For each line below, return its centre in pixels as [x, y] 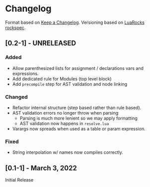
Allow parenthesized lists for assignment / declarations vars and [78, 68]
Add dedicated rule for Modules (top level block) [62, 79]
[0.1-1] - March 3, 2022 [41, 168]
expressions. [25, 73]
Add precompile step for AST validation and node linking [70, 84]
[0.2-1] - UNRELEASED [40, 43]
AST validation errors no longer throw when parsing [65, 113]
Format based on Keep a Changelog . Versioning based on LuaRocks [75, 22]
